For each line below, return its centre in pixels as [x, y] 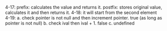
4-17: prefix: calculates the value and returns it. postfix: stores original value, [84, 7]
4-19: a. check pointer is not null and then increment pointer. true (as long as [84, 18]
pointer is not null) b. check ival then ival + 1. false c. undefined [70, 23]
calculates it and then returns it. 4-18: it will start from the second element [81, 12]
